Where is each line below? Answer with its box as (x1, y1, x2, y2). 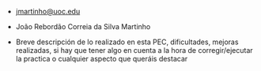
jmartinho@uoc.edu (15, 7, 81, 16)
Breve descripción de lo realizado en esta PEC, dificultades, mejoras (15, 37, 239, 47)
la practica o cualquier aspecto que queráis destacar (15, 54, 188, 63)
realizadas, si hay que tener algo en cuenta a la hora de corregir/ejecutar (15, 46, 253, 54)
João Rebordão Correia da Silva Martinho (15, 22, 151, 31)
